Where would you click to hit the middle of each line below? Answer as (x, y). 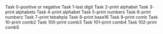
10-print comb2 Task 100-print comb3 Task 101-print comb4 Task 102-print (81, 22)
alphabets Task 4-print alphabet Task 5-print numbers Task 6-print (83, 12)
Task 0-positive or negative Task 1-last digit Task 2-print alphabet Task (77, 7)
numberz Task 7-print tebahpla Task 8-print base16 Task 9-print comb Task (81, 17)
